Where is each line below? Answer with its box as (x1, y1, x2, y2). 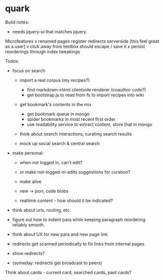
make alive (19, 178, 42, 184)
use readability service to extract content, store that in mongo (27, 121, 153, 127)
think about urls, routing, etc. (12, 207, 71, 213)
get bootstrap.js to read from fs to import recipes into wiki (27, 92, 144, 98)
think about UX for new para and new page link (12, 231, 108, 237)
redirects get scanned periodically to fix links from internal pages (12, 241, 145, 247)
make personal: (12, 150, 44, 156)
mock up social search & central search (19, 140, 100, 146)
